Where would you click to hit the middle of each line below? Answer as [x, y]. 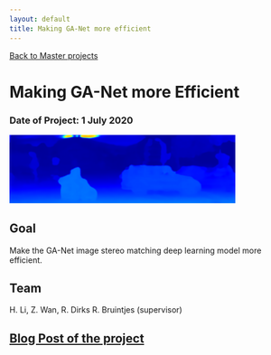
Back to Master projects [54, 55]
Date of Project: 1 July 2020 [71, 120]
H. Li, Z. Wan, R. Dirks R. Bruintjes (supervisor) [96, 310]
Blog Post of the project [77, 338]
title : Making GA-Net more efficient [80, 28]
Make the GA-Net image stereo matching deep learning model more [135, 250]
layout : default [40, 19]
